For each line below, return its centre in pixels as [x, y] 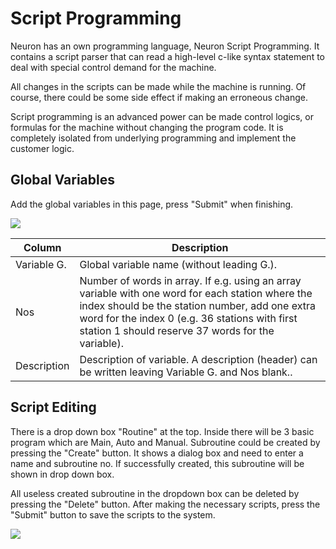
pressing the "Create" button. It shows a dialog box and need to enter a [157, 453]
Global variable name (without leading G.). [178, 264]
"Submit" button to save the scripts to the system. [113, 514]
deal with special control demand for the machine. [113, 67]
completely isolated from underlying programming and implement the [153, 138]
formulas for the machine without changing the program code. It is [147, 127]
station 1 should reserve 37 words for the [177, 330]
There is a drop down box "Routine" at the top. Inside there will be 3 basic [162, 431]
